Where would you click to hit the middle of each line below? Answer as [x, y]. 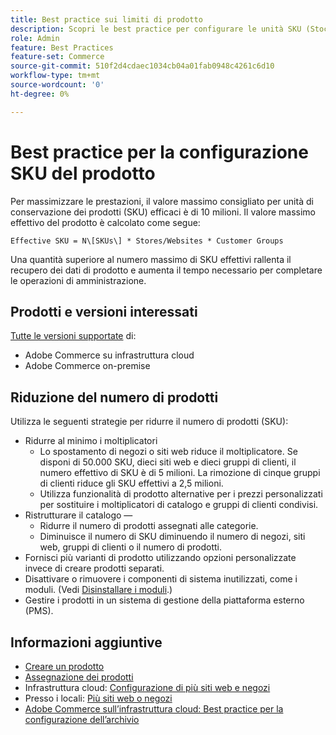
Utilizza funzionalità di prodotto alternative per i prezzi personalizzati [181, 494]
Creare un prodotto [64, 666]
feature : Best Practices [62, 47]
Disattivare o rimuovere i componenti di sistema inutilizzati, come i [161, 579]
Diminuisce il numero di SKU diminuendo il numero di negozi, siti [172, 537]
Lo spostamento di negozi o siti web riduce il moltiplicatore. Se [168, 452]
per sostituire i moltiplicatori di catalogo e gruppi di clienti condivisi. [179, 505]
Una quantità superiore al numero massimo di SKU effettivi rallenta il [151, 259]
